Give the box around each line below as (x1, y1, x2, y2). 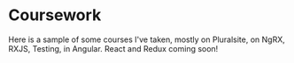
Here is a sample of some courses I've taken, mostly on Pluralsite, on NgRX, (8, 34, 285, 45)
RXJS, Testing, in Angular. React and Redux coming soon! (8, 43, 219, 53)
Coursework (8, 5, 102, 25)
